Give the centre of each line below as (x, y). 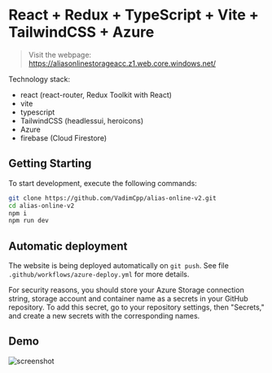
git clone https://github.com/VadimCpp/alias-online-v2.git (113, 198)
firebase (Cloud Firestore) (64, 138)
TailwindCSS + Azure (81, 32)
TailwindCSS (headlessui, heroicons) (82, 120)
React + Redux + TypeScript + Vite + (134, 15)
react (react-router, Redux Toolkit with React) (96, 94)
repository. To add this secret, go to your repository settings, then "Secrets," (136, 307)
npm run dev (29, 221)
